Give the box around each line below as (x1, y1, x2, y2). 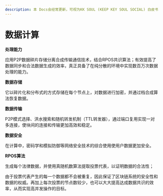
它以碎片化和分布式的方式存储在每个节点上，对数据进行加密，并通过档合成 (5, 89, 154, 95)
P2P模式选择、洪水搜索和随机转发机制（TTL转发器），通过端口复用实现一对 (5, 116, 155, 121)
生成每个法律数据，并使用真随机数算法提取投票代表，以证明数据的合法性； (5, 163, 154, 169)
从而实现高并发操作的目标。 (13, 185, 69, 191)
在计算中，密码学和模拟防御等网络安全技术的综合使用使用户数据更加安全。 (5, 142, 154, 148)
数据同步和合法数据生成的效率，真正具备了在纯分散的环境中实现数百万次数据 (5, 62, 158, 68)
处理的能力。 (5, 69, 31, 75)
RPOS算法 (5, 153, 26, 159)
